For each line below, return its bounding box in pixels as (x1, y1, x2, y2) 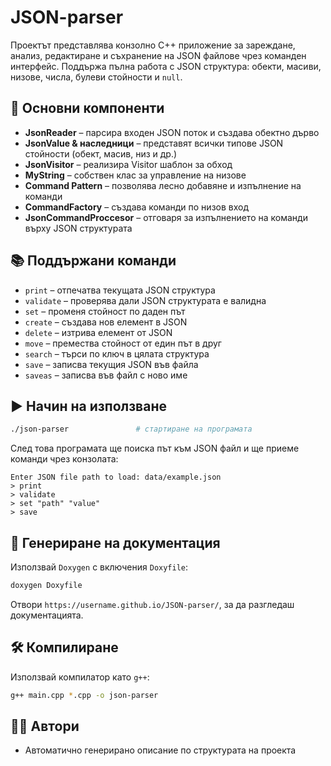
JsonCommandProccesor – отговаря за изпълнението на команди (24, 211, 308, 223)
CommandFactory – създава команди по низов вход (24, 201, 250, 213)
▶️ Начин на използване (10, 397, 167, 415)
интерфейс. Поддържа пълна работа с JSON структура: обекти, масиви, (10, 60, 322, 72)
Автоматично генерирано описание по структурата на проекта (24, 744, 297, 756)
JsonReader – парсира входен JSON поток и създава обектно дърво (24, 126, 320, 138)
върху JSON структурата (24, 222, 133, 234)
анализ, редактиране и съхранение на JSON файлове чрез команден (10, 49, 307, 61)
